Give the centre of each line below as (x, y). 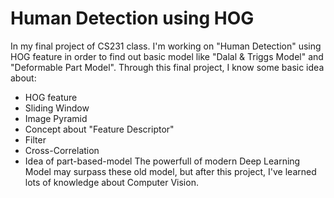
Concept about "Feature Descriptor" (99, 129)
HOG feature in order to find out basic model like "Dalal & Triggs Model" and (167, 56)
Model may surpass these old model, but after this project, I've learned (170, 171)
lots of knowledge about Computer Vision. (111, 182)
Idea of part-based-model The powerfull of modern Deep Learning (162, 161)
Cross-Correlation (62, 150)
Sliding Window (57, 108)
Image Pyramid (56, 118)
